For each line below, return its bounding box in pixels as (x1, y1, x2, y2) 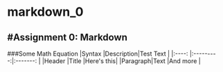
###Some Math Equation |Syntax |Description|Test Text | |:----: (7, 49, 188, 58)
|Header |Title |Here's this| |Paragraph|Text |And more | (42, 57, 201, 65)
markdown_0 (7, 4, 84, 20)
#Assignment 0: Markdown (7, 32, 128, 43)
